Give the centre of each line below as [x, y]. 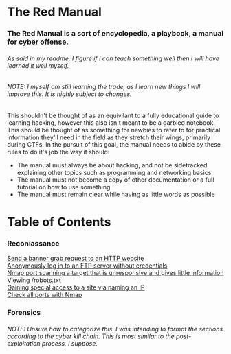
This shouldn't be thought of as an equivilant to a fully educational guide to [113, 115]
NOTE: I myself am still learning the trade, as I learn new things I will [104, 87]
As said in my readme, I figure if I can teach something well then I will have [113, 58]
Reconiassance [33, 244]
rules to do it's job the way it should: [58, 152]
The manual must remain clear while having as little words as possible [116, 194]
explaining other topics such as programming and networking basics [114, 172]
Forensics [24, 313]
